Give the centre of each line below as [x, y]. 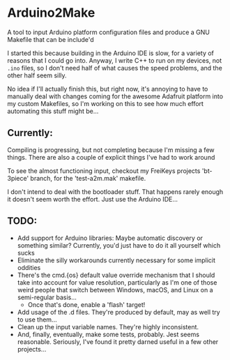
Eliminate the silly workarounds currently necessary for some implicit [116, 260]
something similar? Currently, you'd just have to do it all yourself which [119, 245]
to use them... [37, 320]
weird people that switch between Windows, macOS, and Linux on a [115, 290]
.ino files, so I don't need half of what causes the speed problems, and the [115, 68]
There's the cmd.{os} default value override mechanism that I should [116, 275]
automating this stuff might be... [53, 111]
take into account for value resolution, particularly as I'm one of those [117, 282]
